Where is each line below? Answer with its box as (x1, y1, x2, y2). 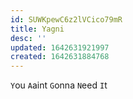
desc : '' (10, 33, 47, 43)
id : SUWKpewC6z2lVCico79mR (10, 14, 123, 25)
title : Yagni (10, 24, 65, 34)
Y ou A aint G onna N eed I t (10, 79, 108, 91)
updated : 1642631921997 (10, 42, 110, 53)
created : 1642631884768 (10, 52, 110, 62)
